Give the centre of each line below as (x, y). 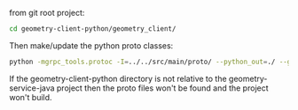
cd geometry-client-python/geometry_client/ (93, 29)
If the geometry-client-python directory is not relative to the (118, 78)
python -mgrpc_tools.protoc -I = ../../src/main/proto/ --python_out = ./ (142, 62)
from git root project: (47, 13)
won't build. (31, 97)
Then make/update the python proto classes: (91, 45)
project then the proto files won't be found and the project (162, 88)
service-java (32, 88)
